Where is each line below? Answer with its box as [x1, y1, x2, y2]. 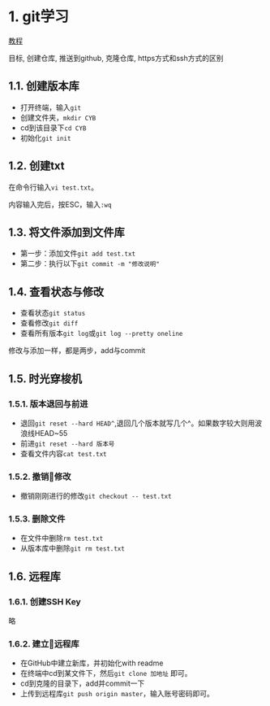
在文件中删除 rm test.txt [19, 534, 104, 543]
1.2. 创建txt [8, 159, 65, 173]
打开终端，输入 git [19, 102, 82, 112]
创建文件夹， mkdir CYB [19, 112, 96, 122]
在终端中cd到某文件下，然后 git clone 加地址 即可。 [19, 669, 192, 678]
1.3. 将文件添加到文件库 [8, 225, 126, 239]
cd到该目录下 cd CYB [19, 123, 87, 133]
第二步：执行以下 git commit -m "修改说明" [19, 259, 160, 268]
